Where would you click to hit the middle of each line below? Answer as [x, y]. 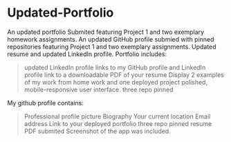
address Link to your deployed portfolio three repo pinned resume [118, 123]
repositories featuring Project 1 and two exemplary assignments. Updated [112, 46]
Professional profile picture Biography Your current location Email [117, 116]
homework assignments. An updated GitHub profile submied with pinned [111, 39]
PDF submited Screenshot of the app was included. [97, 131]
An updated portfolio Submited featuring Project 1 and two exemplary [106, 32]
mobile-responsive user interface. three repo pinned [99, 89]
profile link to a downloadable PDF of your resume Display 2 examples [124, 75]
